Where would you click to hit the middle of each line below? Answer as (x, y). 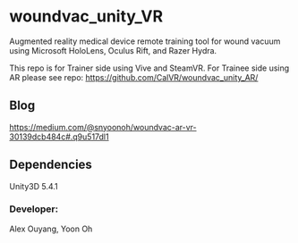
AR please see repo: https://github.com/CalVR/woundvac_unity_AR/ (134, 77)
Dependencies (51, 165)
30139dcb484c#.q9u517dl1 (59, 137)
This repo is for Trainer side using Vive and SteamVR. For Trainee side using (149, 68)
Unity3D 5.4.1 (34, 186)
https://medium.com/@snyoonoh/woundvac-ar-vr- (103, 127)
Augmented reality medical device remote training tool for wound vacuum (145, 41)
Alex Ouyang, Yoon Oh (51, 229)
